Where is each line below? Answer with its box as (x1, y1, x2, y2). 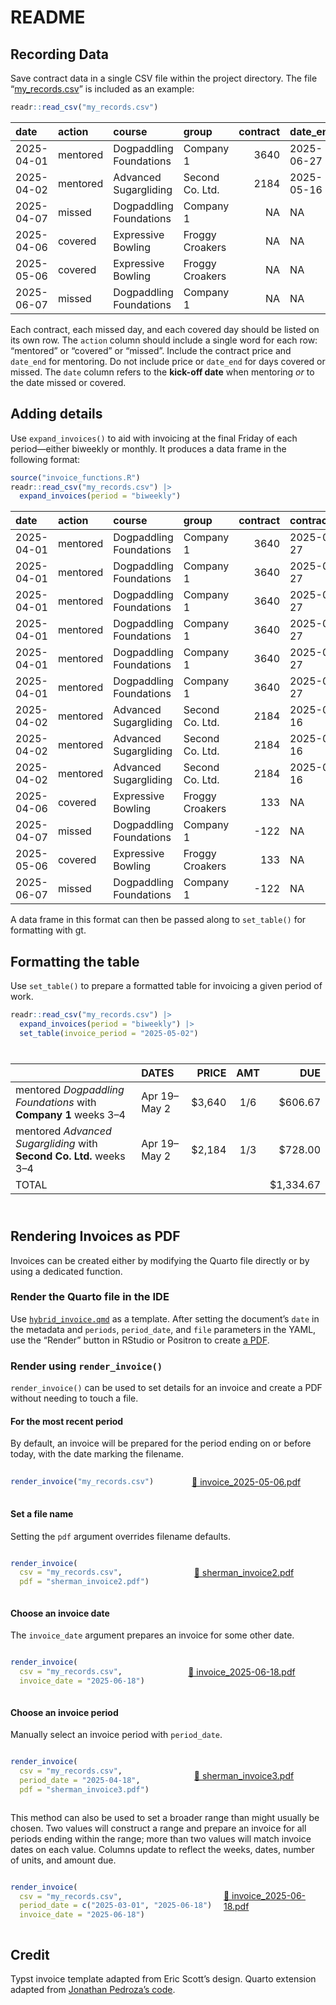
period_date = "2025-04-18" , (19, 1775, 141, 1785)
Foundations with (15, 1095, 97, 1109)
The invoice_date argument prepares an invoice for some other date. (10, 1629, 295, 1641)
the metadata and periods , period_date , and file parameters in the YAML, (10, 1323, 317, 1335)
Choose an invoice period (10, 1706, 119, 1718)
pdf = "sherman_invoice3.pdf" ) (19, 1784, 150, 1795)
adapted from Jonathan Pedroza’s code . (10, 1984, 176, 1996)
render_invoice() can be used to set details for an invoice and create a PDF (10, 1382, 323, 1394)
